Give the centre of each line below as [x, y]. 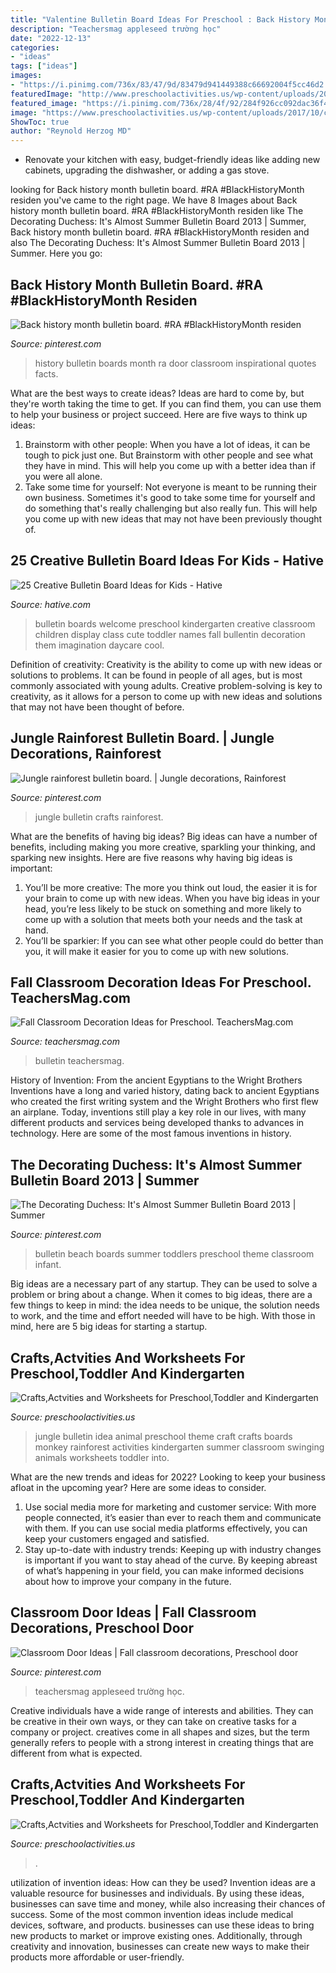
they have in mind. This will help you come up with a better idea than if [170, 465]
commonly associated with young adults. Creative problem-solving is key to [166, 685]
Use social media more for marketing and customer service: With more [170, 1507]
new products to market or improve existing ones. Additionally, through [156, 1935]
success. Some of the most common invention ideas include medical [152, 1914]
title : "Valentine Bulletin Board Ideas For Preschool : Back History [160, 19]
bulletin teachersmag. [79, 1061]
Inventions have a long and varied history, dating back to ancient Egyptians [165, 1091]
